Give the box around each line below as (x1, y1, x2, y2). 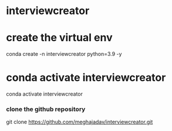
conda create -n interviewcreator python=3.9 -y (6, 51, 122, 58)
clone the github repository (6, 105, 86, 113)
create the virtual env (6, 31, 113, 45)
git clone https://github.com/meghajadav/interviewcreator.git (6, 119, 153, 126)
